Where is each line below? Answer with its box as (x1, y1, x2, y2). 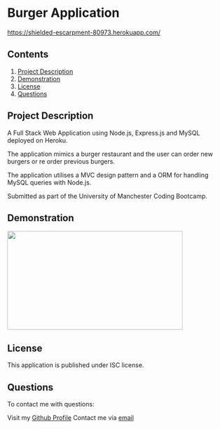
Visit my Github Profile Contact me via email (7, 414, 135, 422)
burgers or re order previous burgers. (7, 157, 116, 166)
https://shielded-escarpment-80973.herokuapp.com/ (7, 28, 161, 37)
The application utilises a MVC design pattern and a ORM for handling (7, 171, 209, 179)
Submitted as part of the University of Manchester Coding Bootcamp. (7, 192, 208, 200)
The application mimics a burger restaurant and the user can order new (7, 150, 214, 158)
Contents (7, 48, 49, 60)
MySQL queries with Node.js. (7, 178, 92, 187)
